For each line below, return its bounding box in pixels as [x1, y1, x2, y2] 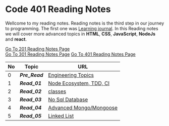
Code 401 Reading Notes [5, 4, 111, 15]
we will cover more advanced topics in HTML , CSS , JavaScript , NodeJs [5, 31, 155, 37]
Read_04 [20, 104, 42, 111]
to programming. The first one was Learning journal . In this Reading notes [5, 25, 158, 31]
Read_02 [20, 88, 42, 95]
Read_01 [20, 79, 42, 86]
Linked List [48, 112, 74, 119]
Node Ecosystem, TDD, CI [48, 79, 110, 86]
